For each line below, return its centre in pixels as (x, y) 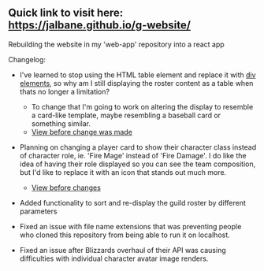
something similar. (61, 123)
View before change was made (82, 132)
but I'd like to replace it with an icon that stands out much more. (123, 172)
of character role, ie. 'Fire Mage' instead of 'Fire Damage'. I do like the (133, 155)
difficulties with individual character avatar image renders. (114, 258)
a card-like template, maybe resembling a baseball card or (126, 115)
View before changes (66, 187)
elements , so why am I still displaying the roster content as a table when (136, 83)
